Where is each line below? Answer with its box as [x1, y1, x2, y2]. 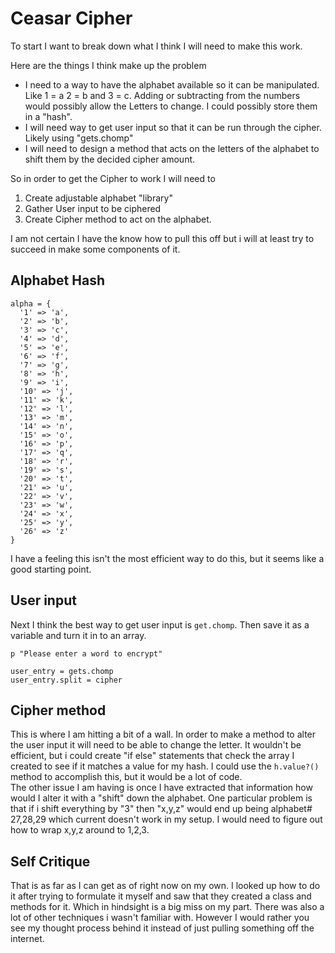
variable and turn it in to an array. [10, 629, 147, 641]
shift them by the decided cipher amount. [24, 153, 196, 165]
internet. [10, 933, 45, 945]
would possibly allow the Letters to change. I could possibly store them [24, 100, 318, 112]
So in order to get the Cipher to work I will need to [10, 172, 216, 184]
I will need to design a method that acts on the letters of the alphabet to [24, 142, 320, 154]
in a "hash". [24, 110, 73, 122]
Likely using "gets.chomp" [24, 132, 134, 144]
